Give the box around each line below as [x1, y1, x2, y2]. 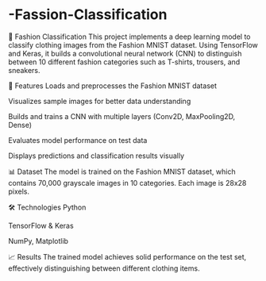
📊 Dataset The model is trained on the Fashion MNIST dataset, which [8, 167, 236, 176]
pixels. [8, 187, 30, 196]
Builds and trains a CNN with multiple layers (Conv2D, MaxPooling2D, [8, 111, 236, 121]
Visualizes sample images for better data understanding [8, 96, 191, 106]
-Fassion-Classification [8, 6, 168, 24]
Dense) [8, 120, 33, 129]
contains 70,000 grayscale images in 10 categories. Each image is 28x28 [8, 178, 247, 187]
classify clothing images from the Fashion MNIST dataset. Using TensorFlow [8, 40, 258, 49]
